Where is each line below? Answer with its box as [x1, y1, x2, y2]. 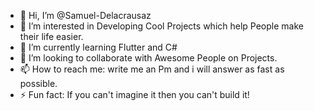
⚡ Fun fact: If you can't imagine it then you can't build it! [19, 89, 250, 100]
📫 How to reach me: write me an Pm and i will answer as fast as [19, 63, 285, 75]
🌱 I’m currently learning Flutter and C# [19, 41, 178, 53]
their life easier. [19, 31, 84, 42]
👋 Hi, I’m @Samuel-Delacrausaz [19, 10, 152, 21]
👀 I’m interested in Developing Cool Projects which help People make [19, 20, 304, 32]
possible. [19, 78, 58, 89]
